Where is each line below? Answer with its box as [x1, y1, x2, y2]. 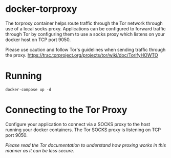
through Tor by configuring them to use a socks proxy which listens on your [5, 31, 165, 37]
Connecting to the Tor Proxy [5, 104, 127, 116]
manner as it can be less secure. [5, 147, 74, 153]
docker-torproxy [5, 3, 77, 15]
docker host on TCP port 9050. [5, 37, 71, 43]
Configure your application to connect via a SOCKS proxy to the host [5, 121, 151, 127]
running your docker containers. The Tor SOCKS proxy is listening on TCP [5, 127, 161, 133]
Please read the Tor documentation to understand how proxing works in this [5, 142, 166, 148]
